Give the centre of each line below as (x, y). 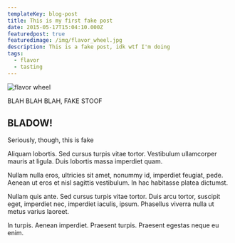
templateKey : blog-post (43, 14)
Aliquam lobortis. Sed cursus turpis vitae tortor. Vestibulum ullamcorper (112, 154)
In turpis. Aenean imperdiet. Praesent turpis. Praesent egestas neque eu (113, 225)
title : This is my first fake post (60, 21)
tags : (15, 54)
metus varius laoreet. (38, 212)
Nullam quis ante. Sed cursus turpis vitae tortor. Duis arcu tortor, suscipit (114, 197)
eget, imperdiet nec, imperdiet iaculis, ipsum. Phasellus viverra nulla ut (111, 204)
